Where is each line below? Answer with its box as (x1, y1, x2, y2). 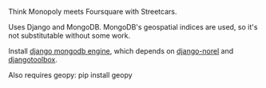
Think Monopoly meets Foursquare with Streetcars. (8, 7, 177, 16)
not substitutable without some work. (8, 31, 131, 40)
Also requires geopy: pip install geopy (8, 70, 133, 79)
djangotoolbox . (8, 55, 58, 64)
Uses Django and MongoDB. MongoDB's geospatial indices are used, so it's (8, 22, 258, 31)
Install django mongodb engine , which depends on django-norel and (8, 46, 234, 55)
